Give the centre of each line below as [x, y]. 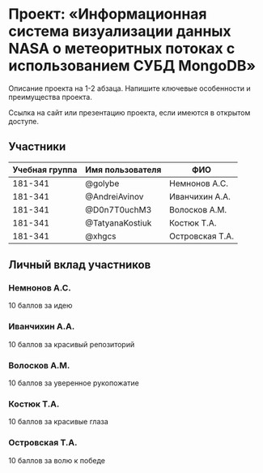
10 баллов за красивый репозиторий [72, 344]
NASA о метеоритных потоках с [122, 49]
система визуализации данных [120, 31]
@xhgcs [100, 236]
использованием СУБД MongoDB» [132, 66]
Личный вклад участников [80, 265]
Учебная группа [45, 170]
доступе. [23, 121]
